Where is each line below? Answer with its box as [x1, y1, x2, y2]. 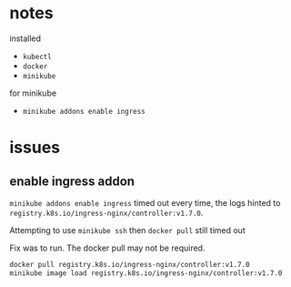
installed [9, 33, 42, 44]
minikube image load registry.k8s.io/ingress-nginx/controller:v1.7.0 [9, 268, 283, 278]
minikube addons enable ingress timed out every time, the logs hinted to [9, 197, 281, 208]
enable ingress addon [9, 173, 135, 189]
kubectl [22, 52, 52, 61]
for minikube [9, 87, 57, 98]
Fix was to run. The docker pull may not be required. [9, 242, 206, 253]
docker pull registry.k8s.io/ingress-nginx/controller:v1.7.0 [9, 260, 250, 269]
